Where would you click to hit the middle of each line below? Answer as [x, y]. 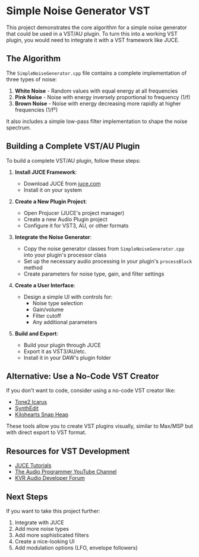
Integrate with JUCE [39, 523]
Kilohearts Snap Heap [42, 414]
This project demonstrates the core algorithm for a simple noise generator [97, 27]
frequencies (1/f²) [36, 110]
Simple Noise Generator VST [78, 11]
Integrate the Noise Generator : [53, 237]
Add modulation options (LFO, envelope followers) [76, 548]
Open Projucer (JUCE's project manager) [74, 213]
